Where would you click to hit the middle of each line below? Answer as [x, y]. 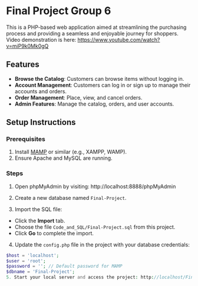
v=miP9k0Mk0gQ [27, 46]
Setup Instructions [41, 122]
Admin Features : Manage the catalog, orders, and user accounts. [94, 104]
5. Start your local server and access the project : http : [80, 277]
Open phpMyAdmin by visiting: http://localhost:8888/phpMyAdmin [95, 186]
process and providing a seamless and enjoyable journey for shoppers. [92, 33]
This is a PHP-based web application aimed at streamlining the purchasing [96, 27]
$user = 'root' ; [26, 261]
